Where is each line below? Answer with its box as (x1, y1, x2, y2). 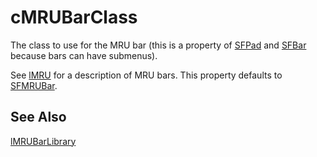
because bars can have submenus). (10, 49, 158, 61)
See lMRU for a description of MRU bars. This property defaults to (10, 69, 283, 81)
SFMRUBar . (10, 79, 58, 91)
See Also (10, 109, 67, 126)
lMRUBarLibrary (10, 135, 77, 147)
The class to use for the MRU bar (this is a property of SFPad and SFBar (10, 39, 307, 51)
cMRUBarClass (10, 6, 138, 29)
